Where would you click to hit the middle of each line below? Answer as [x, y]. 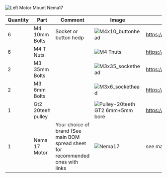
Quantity [18, 20]
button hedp [70, 38]
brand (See [69, 131]
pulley [41, 117]
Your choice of [72, 125]
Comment [72, 20]
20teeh [42, 110]
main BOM [68, 137]
